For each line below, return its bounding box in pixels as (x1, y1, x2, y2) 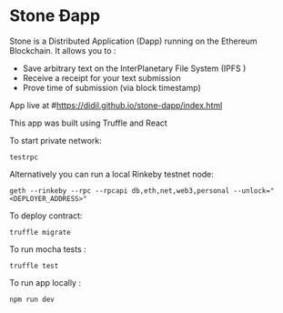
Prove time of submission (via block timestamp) (22, 82, 202, 93)
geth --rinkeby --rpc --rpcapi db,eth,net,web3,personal (9, 186, 230, 196)
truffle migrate (9, 227, 71, 237)
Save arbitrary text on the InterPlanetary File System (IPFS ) (22, 63, 247, 74)
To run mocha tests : (9, 243, 86, 255)
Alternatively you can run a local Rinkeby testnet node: (9, 168, 214, 179)
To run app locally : (9, 277, 82, 288)
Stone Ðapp (9, 5, 101, 26)
